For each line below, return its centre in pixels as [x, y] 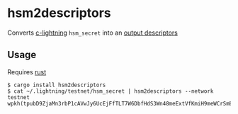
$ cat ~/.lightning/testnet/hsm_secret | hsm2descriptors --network [110, 91]
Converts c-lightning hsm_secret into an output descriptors [93, 33]
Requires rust [27, 72]
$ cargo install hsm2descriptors [57, 85]
